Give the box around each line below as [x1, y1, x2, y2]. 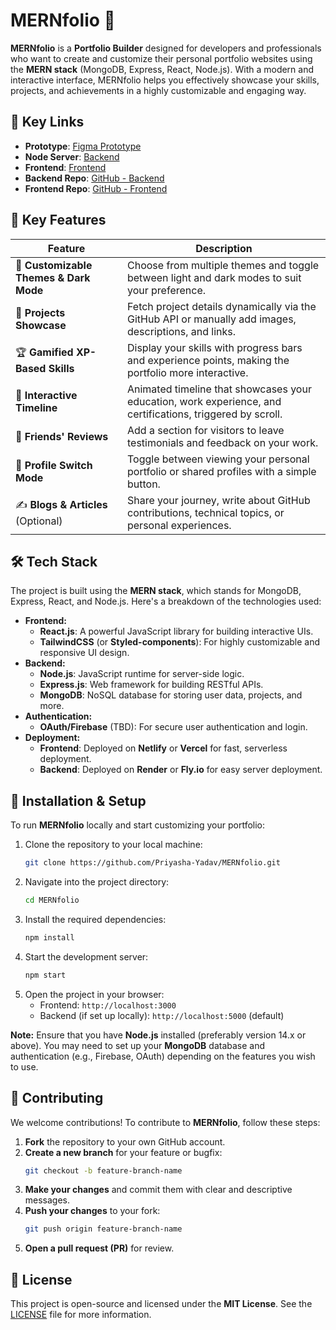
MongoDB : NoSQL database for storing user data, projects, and [39, 689, 303, 701]
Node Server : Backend [24, 150, 120, 163]
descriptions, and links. [126, 324, 236, 338]
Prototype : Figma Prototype [24, 140, 142, 152]
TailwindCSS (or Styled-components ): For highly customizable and [39, 636, 321, 648]
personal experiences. [126, 518, 232, 532]
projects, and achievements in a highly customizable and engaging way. [10, 84, 307, 96]
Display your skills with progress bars [126, 340, 303, 354]
